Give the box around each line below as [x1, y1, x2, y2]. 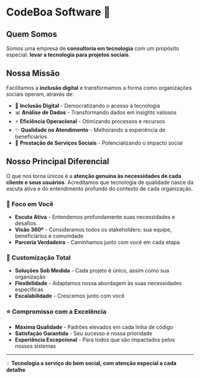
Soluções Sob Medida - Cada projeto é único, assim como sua [14, 267, 170, 274]
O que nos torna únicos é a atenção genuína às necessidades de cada [6, 172, 182, 179]
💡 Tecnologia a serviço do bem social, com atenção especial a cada [6, 360, 177, 367]
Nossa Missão [6, 68, 60, 79]
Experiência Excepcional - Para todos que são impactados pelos [14, 336, 176, 343]
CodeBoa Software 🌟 [6, 5, 111, 19]
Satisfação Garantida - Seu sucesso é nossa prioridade [14, 330, 153, 337]
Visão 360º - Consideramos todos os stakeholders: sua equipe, [14, 226, 172, 233]
